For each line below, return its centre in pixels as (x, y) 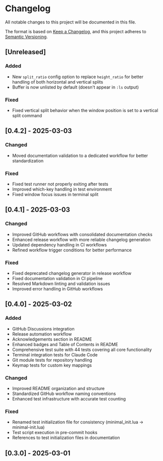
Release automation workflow (42, 334)
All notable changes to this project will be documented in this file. (71, 22)
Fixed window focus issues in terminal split (55, 194)
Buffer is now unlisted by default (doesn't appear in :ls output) (75, 87)
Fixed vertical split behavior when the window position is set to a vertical (85, 110)
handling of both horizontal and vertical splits (58, 82)
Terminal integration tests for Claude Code (55, 354)
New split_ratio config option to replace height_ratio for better (78, 77)
